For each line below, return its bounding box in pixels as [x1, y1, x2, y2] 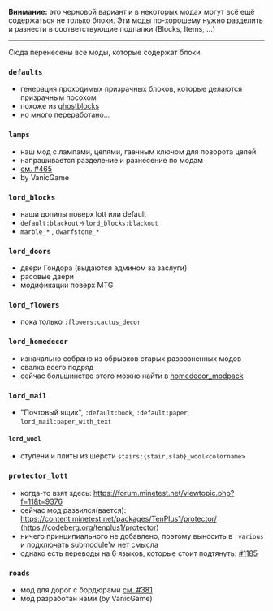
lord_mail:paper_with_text [19, 418, 112, 426]
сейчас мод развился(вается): [19, 505, 127, 514]
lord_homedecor [8, 337, 69, 346]
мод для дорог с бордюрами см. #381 [19, 584, 153, 595]
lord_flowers [8, 300, 60, 310]
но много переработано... [19, 110, 110, 120]
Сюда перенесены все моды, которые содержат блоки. [8, 48, 203, 57]
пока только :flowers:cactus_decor [19, 316, 141, 327]
